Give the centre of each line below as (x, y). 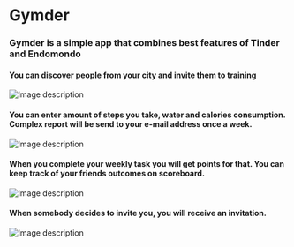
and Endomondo (45, 54)
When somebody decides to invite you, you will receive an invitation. (138, 213)
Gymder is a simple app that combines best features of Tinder (144, 43)
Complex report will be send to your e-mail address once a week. (131, 123)
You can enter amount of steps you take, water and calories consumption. (147, 115)
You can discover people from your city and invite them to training (133, 75)
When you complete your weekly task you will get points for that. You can (147, 164)
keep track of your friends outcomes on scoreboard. (107, 174)
